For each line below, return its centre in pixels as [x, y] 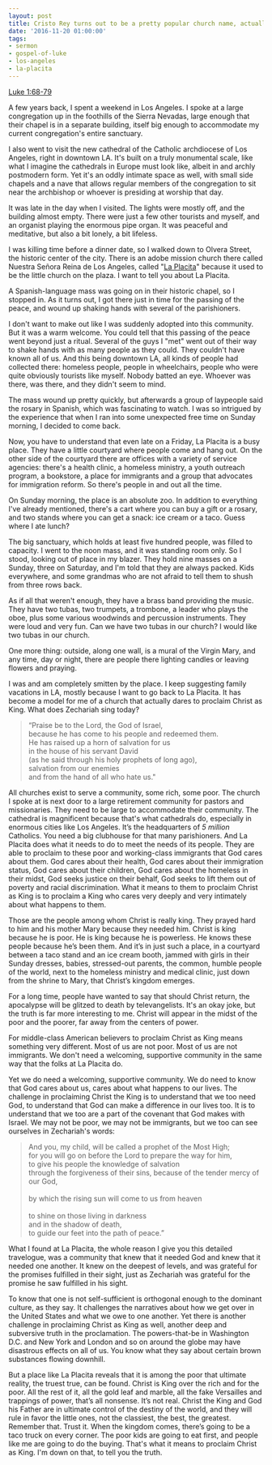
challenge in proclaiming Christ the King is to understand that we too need [132, 1096]
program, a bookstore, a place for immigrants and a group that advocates [131, 476]
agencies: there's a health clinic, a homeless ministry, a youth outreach [127, 467]
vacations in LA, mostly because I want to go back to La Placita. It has [125, 692]
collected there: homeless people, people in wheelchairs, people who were [134, 366]
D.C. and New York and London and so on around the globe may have [125, 1342]
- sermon [23, 46]
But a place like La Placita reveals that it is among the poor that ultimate [127, 1374]
